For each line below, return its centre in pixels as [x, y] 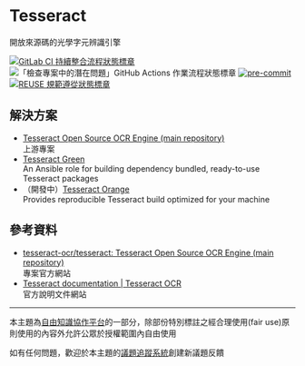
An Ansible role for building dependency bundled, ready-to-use [141, 168]
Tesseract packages [60, 178]
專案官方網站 [46, 272]
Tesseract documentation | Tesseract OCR [102, 283]
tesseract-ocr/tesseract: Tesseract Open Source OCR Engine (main [148, 252]
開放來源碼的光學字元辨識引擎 [65, 42]
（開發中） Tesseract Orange [76, 189]
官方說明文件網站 [54, 294]
